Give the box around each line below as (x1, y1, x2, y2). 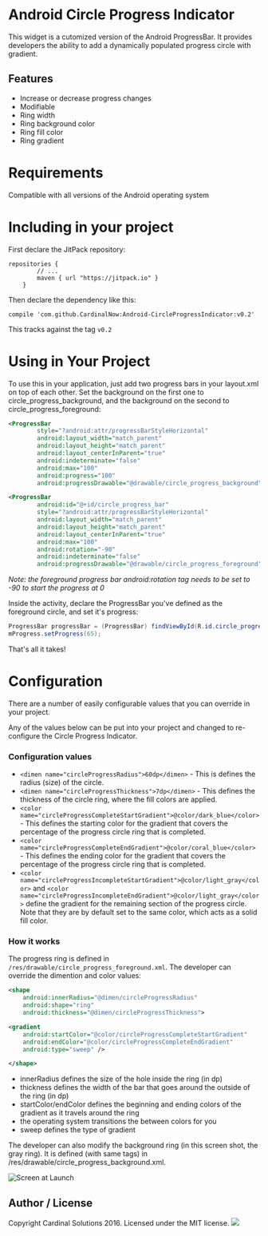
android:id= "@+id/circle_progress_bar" (37, 501, 170, 509)
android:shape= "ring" (22, 1001, 94, 1009)
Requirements (8, 164, 104, 181)
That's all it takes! (8, 644, 66, 654)
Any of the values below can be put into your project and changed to (8, 723, 234, 732)
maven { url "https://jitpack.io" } (37, 274, 159, 282)
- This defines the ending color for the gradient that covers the (19, 851, 226, 861)
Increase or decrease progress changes (19, 93, 152, 103)
